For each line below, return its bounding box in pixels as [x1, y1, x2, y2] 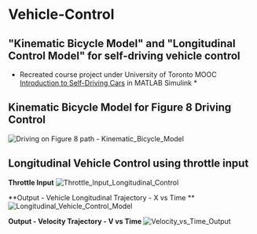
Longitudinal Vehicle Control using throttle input [8, 157, 249, 170]
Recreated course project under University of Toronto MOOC [19, 70, 218, 79]
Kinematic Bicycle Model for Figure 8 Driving [8, 101, 232, 115]
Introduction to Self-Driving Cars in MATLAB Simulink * [19, 79, 198, 87]
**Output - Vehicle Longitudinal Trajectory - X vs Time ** [8, 192, 195, 202]
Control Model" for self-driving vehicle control [8, 49, 241, 62]
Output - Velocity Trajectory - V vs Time [8, 216, 142, 225]
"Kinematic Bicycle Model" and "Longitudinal [8, 37, 236, 50]
